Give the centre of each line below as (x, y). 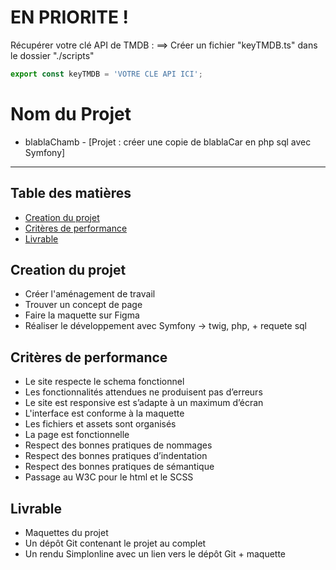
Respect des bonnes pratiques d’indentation (116, 456)
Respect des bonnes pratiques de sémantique (119, 467)
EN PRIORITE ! (69, 17)
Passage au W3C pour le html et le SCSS (109, 477)
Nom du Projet (71, 114)
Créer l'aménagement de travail (90, 294)
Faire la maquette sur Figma (82, 315)
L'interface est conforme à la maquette (104, 413)
